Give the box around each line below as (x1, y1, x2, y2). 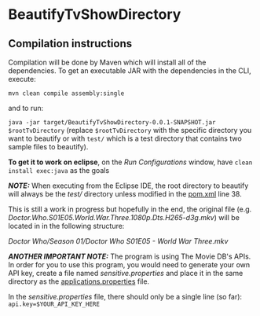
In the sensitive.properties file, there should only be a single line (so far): (8, 292, 242, 301)
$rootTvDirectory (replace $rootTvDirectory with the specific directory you (8, 126, 252, 134)
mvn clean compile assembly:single (8, 90, 125, 97)
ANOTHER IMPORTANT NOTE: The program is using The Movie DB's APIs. (8, 252, 251, 261)
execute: (8, 75, 37, 83)
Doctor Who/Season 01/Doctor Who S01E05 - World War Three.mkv (8, 237, 229, 245)
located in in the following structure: (8, 222, 125, 230)
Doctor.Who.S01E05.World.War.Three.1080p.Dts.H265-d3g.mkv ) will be (8, 213, 240, 222)
